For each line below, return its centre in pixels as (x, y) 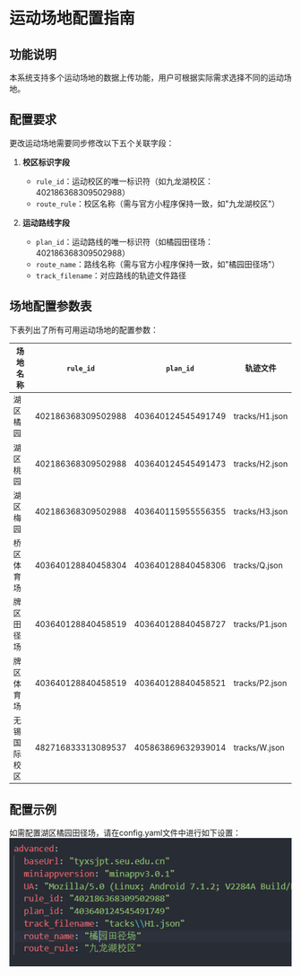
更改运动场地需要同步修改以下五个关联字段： (92, 143)
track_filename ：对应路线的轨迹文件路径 (111, 275)
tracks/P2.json (260, 684)
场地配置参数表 (51, 306)
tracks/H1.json (261, 416)
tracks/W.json (259, 748)
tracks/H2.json (261, 464)
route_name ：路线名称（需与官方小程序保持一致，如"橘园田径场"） (158, 264)
